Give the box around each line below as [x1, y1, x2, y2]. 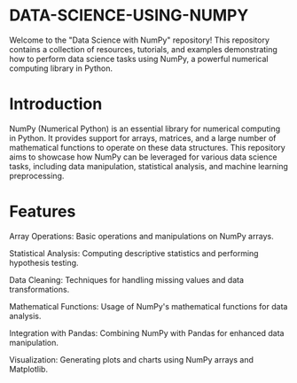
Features [9, 201, 76, 222]
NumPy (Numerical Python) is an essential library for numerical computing [9, 123, 281, 134]
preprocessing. [9, 170, 65, 181]
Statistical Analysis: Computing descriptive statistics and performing [9, 247, 259, 258]
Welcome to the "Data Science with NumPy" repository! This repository [9, 35, 270, 45]
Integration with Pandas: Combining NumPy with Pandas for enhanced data [9, 327, 285, 338]
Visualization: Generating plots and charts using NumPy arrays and [9, 354, 254, 364]
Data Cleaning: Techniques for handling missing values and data [9, 274, 245, 285]
